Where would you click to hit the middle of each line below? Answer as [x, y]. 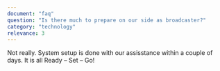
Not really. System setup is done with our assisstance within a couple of [110, 53]
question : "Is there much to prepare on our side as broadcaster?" [107, 20]
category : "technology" [42, 26]
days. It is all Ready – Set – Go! [51, 61]
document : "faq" [31, 14]
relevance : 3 [26, 33]
